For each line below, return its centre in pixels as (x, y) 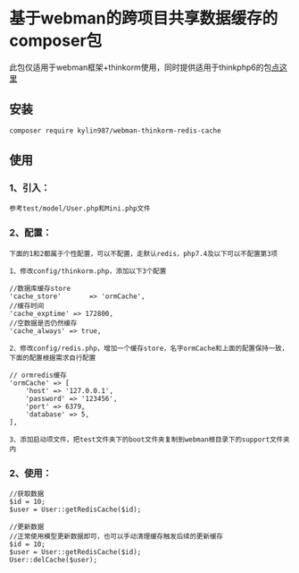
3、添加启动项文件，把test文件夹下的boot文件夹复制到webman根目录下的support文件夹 (149, 440)
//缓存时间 (27, 305)
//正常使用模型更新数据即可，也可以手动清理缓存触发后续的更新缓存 (116, 537)
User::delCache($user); (54, 560)
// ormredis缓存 (38, 375)
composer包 (56, 41)
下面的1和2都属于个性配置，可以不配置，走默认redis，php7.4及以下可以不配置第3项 (144, 253)
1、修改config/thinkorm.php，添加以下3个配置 (88, 271)
